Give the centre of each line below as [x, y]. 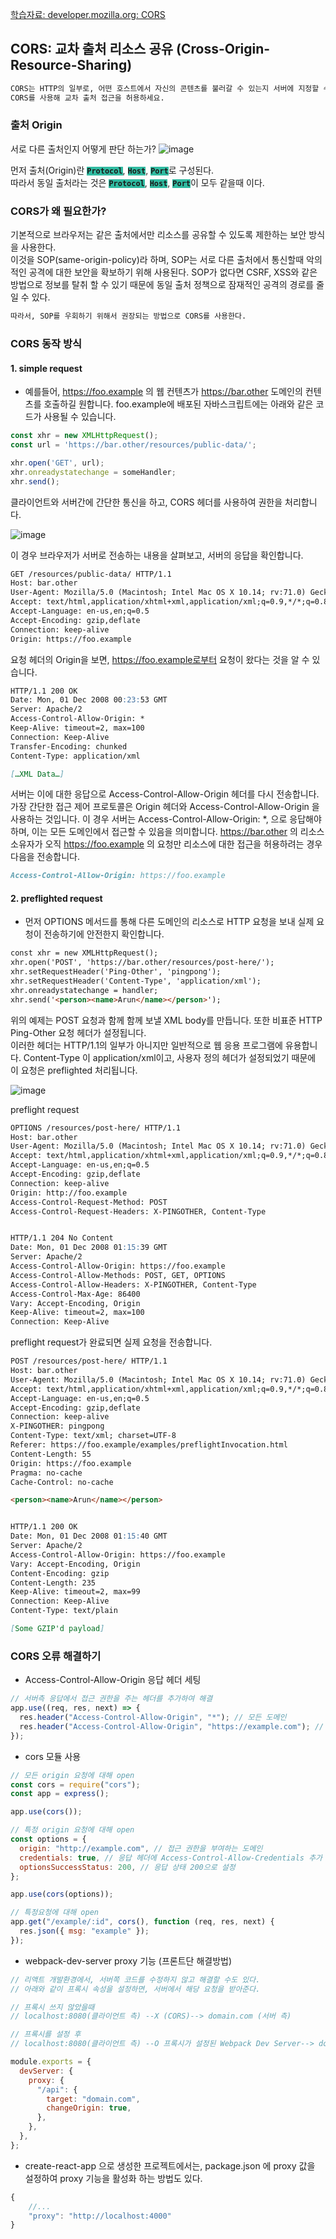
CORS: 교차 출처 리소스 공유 [92, 49]
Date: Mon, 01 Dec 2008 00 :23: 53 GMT [89, 700]
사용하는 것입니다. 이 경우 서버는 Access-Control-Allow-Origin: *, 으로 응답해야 [166, 819]
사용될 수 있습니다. [80, 417]
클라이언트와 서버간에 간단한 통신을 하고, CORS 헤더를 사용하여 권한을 [146, 502]
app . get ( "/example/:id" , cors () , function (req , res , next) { [142, 1922]
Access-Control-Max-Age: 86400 [75, 1294]
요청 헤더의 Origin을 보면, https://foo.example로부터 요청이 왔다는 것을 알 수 [160, 659]
